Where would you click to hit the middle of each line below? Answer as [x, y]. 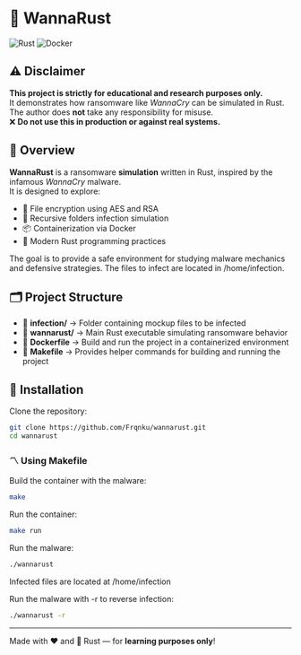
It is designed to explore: [55, 191]
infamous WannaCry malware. [65, 181]
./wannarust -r [38, 615]
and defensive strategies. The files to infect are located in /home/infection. [147, 267]
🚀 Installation [47, 389]
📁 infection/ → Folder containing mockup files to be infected [134, 323]
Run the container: [43, 514]
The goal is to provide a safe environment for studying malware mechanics [147, 258]
